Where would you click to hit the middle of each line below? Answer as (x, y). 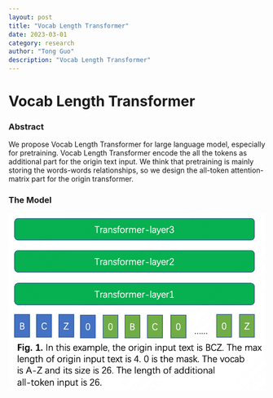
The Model (30, 200)
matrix (19, 179)
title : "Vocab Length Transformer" (69, 26)
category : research (42, 43)
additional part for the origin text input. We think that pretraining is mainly (131, 162)
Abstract (26, 127)
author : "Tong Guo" (42, 52)
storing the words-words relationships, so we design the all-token (119, 170)
